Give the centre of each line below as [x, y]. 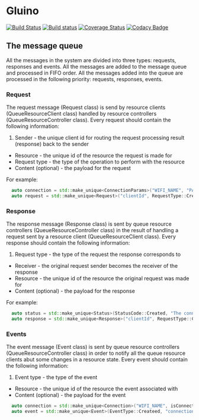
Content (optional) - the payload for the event [70, 395]
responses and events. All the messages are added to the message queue [97, 66]
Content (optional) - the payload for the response [75, 291]
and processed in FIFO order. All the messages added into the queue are [95, 73]
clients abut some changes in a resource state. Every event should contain [97, 360]
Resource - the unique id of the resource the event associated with [96, 389]
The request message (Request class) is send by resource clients [86, 107]
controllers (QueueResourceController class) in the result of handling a [92, 230]
